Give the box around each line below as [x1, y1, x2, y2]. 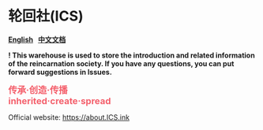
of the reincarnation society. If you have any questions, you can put [8, 58, 235, 68]
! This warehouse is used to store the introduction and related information [8, 50, 255, 60]
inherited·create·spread [8, 95, 111, 106]
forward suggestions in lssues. [8, 67, 112, 76]
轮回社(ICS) [8, 7, 85, 25]
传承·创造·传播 [8, 84, 69, 95]
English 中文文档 [8, 35, 66, 44]
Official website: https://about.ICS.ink [8, 112, 130, 122]
